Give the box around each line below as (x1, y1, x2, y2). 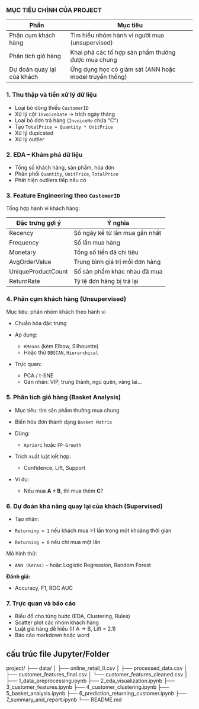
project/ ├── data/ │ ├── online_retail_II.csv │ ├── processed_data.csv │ (6, 665, 188, 672)
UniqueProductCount (9, 268, 68, 276)
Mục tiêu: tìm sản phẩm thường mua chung (14, 406, 120, 414)
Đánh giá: (6, 573, 31, 580)
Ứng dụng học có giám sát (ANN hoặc (70, 65, 176, 74)
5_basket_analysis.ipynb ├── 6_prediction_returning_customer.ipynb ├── (6, 690, 187, 697)
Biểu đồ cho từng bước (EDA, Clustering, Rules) (14, 613, 130, 620)
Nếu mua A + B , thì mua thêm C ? (23, 487, 104, 494)
